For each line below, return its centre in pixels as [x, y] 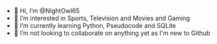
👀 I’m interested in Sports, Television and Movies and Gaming [102, 18]
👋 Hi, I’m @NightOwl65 [47, 11]
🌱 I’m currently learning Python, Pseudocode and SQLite [95, 25]
